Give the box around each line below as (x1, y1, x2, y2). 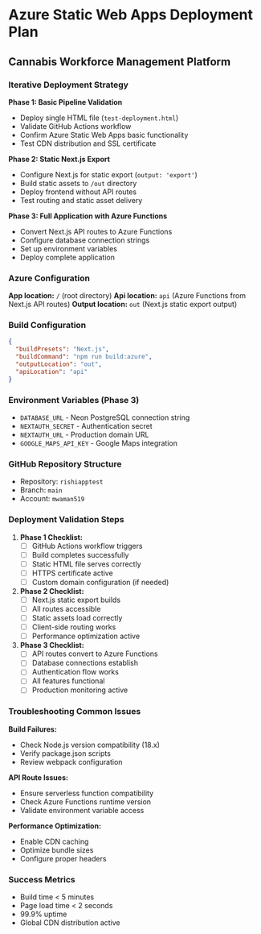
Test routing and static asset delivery (19, 195, 143, 205)
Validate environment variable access (19, 805, 145, 815)
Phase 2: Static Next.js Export (8, 154, 111, 164)
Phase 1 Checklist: (19, 532, 83, 542)
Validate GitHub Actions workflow (19, 121, 132, 131)
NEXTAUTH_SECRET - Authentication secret (19, 421, 153, 431)
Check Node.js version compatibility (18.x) (19, 740, 161, 749)
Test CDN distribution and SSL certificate (19, 139, 157, 148)
